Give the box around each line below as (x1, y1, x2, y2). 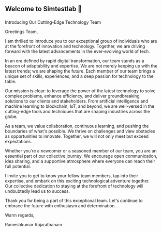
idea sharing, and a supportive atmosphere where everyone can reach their (5, 158, 156, 164)
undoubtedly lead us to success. (5, 188, 70, 194)
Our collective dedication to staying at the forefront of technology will (5, 183, 144, 189)
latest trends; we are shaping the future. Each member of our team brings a (5, 68, 155, 74)
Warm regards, (5, 212, 35, 218)
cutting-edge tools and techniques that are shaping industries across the (5, 109, 150, 115)
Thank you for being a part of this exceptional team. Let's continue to (5, 198, 143, 204)
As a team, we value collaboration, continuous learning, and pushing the (5, 123, 149, 129)
